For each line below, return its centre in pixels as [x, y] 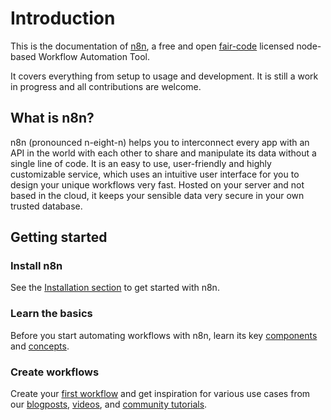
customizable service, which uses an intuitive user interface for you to [155, 174]
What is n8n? [52, 118]
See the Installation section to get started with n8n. [115, 288]
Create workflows [55, 372]
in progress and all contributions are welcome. [106, 86]
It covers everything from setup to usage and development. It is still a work [164, 76]
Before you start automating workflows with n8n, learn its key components [164, 335]
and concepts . [40, 346]
